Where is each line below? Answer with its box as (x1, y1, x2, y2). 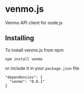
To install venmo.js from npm (5, 47, 64, 53)
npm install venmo (5, 57, 43, 62)
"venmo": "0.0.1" (9, 79, 45, 84)
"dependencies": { (5, 75, 43, 80)
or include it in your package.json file (5, 65, 80, 71)
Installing (5, 34, 34, 42)
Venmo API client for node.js (5, 20, 63, 26)
